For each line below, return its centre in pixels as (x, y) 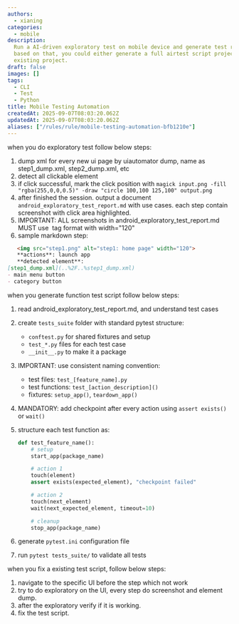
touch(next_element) (61, 501)
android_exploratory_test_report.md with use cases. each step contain (123, 205)
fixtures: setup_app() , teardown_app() (83, 394)
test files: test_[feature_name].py (78, 379)
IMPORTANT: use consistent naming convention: (89, 365)
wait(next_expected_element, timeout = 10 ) (93, 508)
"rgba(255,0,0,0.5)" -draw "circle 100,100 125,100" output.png (115, 190)
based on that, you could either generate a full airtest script (113, 54)
